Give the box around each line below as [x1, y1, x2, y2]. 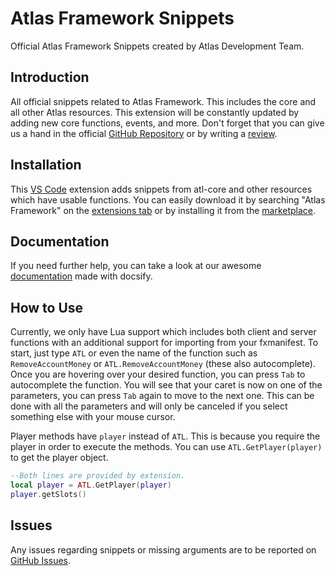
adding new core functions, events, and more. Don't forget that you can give [10, 117, 325, 129]
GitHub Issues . [10, 554, 72, 566]
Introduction [10, 69, 90, 86]
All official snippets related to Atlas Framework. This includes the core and [10, 95, 317, 107]
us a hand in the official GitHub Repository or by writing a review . [10, 127, 278, 139]
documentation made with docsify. [10, 270, 153, 282]
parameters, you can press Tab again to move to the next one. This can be [10, 390, 315, 402]
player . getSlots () [10, 489, 87, 499]
